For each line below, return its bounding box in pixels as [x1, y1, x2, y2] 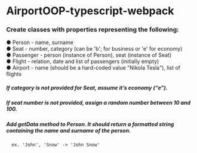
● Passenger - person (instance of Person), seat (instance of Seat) [6, 52, 172, 59]
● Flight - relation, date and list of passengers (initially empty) [6, 58, 159, 65]
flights [6, 70, 22, 78]
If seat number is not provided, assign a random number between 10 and [6, 99, 191, 107]
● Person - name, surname [6, 39, 73, 46]
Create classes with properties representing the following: [6, 26, 179, 34]
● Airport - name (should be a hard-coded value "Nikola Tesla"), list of [6, 64, 181, 71]
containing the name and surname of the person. [6, 127, 131, 134]
